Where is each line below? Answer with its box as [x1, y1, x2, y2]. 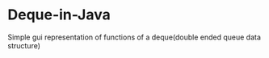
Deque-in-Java [7, 6, 111, 24]
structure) [7, 40, 41, 50]
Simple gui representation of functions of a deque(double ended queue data [7, 32, 262, 42]
